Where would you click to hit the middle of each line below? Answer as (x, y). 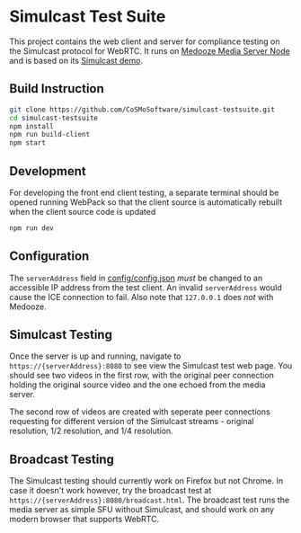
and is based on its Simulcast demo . (76, 60)
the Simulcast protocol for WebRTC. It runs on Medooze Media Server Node (150, 50)
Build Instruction (57, 89)
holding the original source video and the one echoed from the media (137, 385)
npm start (28, 143)
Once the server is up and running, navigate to (95, 356)
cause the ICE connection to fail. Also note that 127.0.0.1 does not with (142, 297)
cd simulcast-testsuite (54, 118)
